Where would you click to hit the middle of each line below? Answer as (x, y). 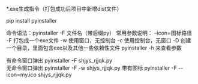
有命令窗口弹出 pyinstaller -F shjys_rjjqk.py (59, 60)
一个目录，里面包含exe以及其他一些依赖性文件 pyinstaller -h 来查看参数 (94, 48)
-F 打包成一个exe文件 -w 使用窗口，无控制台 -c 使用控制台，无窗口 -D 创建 (99, 40)
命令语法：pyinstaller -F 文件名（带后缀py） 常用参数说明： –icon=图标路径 (99, 33)
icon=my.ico (22, 74)
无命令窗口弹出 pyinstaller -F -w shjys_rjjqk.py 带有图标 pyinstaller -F (91, 68)
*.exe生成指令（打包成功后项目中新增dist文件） (64, 9)
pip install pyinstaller (31, 21)
